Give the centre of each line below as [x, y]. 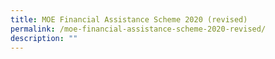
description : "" [44, 38]
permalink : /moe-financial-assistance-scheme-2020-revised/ [138, 29]
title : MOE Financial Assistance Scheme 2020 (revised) [129, 19]
